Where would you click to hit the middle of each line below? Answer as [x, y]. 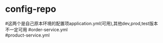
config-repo [31, 9]
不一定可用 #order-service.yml [37, 29]
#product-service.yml [27, 35]
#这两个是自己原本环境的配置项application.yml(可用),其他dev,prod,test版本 [82, 23]
